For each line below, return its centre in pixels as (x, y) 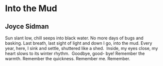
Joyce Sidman (27, 26)
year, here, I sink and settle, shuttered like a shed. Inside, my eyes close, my (81, 48)
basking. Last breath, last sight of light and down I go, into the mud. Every (79, 43)
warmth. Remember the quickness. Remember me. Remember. (68, 58)
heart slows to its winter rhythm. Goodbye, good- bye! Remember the (75, 53)
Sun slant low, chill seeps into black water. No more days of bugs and (74, 38)
